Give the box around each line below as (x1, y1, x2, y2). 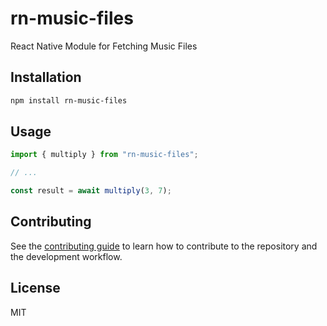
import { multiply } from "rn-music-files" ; (10, 150, 199, 160)
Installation (10, 69, 82, 86)
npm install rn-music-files (10, 95, 128, 106)
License (10, 280, 61, 297)
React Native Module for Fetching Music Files (10, 40, 198, 52)
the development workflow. (10, 250, 123, 262)
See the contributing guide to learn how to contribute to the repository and (10, 240, 318, 252)
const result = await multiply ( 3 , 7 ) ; (10, 186, 172, 196)
